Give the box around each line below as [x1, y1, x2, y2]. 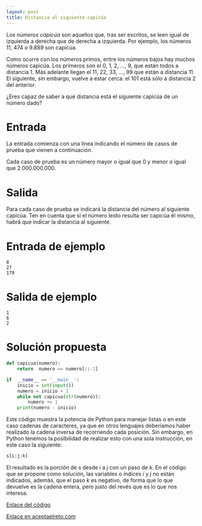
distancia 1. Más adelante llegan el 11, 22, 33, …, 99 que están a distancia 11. [6, 68, 195, 75]
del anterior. [6, 81, 36, 88]
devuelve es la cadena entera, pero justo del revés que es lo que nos [6, 483, 177, 490]
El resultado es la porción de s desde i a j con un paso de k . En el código [6, 464, 186, 471]
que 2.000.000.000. [6, 164, 56, 172]
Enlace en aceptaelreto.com [6, 513, 76, 520]
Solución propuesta [6, 340, 107, 354]
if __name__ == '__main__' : [6, 377, 80, 383]
